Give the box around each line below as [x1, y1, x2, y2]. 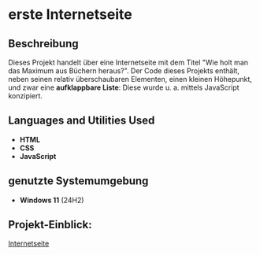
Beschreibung [8, 37, 79, 50]
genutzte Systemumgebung [8, 175, 149, 188]
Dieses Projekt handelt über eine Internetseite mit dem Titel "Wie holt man [8, 57, 249, 67]
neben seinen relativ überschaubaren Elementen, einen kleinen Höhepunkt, [8, 75, 252, 83]
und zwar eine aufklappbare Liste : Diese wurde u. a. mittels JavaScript [8, 83, 240, 92]
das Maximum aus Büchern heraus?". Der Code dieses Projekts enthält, [8, 66, 240, 76]
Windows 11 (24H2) [19, 195, 84, 205]
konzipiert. [8, 91, 43, 100]
